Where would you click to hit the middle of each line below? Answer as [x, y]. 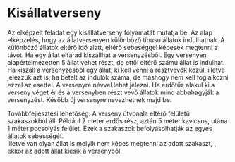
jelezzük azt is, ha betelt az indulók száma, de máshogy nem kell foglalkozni [118, 77]
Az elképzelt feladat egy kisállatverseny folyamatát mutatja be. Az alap [110, 32]
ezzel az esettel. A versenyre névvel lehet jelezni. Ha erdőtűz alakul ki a [111, 85]
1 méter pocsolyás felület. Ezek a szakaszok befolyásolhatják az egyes [110, 128]
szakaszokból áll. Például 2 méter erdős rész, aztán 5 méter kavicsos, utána [117, 120]
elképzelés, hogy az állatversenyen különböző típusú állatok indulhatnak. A [116, 39]
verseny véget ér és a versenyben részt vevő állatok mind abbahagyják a [113, 92]
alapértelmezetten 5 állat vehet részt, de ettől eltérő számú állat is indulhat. [116, 62]
